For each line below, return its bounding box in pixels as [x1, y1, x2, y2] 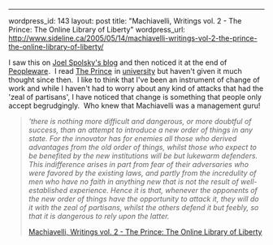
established [28, 186, 67, 195]
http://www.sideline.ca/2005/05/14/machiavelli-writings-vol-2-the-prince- [8, 33, 258, 43]
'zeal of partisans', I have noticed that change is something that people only [8, 92, 262, 101]
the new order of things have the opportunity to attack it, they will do [28, 194, 259, 204]
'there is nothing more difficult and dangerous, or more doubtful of [28, 117, 252, 126]
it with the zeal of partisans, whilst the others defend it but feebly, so [28, 203, 259, 212]
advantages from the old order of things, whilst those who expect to [28, 143, 258, 152]
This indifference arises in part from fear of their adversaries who [28, 160, 249, 169]
